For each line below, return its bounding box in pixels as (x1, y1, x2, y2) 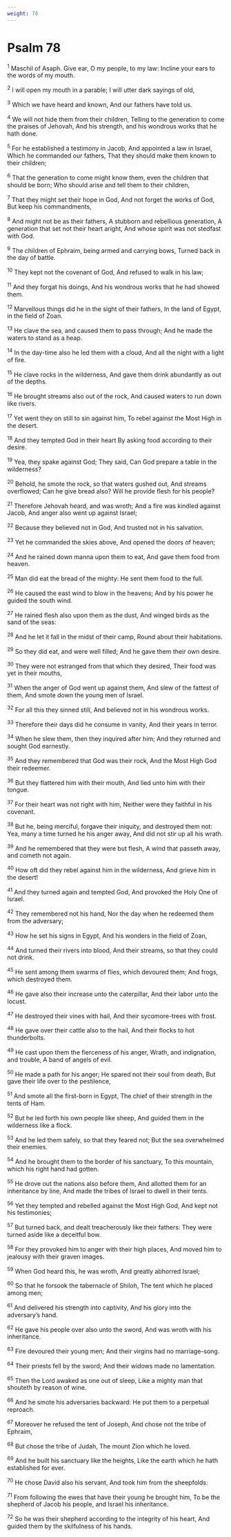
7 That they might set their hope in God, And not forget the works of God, (7, 194, 215, 204)
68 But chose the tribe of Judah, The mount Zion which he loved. (7, 1440, 191, 1450)
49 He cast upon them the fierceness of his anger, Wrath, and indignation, (7, 1047, 217, 1056)
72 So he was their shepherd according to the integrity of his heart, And (7, 1514, 210, 1522)
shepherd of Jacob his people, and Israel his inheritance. (7, 1500, 169, 1509)
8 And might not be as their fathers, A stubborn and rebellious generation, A (7, 216, 223, 225)
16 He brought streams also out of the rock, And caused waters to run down (7, 391, 222, 401)
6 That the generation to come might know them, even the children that (7, 172, 209, 182)
